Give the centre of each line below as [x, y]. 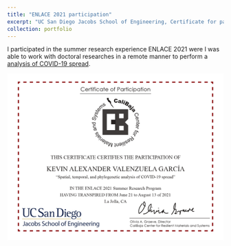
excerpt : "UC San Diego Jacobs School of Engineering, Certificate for [112, 22]
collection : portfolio [40, 29]
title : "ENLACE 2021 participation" [59, 14]
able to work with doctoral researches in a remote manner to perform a [108, 57]
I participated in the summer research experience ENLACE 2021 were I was [113, 49]
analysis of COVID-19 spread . [49, 64]
